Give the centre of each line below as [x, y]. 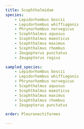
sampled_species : [24, 67]
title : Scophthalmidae [29, 10]
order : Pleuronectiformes [33, 114]
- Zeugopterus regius [37, 58]
